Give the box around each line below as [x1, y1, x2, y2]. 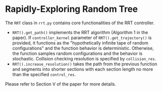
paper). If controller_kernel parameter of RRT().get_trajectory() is [12, 35, 152, 41]
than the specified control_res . [12, 71, 76, 77]
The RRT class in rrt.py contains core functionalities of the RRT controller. [5, 20, 155, 26]
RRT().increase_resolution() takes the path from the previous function [12, 61, 158, 67]
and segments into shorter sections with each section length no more [12, 66, 154, 72]
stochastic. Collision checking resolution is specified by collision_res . [12, 55, 156, 61]
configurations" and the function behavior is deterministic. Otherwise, [12, 45, 154, 51]
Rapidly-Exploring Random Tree [5, 3, 138, 15]
